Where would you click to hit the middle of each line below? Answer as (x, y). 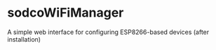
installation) (24, 39)
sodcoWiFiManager (66, 13)
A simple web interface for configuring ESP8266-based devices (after (108, 32)
